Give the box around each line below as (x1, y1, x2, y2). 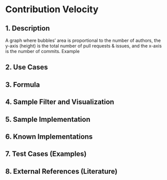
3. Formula (5, 80, 40, 89)
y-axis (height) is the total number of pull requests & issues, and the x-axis (5, 43, 162, 49)
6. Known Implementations (5, 132, 93, 141)
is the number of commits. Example (5, 48, 80, 54)
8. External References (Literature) (5, 167, 118, 175)
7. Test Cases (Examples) (5, 149, 87, 159)
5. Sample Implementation (5, 115, 91, 123)
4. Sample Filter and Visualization (5, 98, 114, 107)
